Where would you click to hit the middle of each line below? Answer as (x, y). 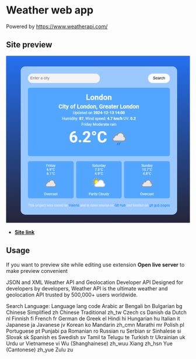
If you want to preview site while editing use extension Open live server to (95, 265)
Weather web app (50, 10)
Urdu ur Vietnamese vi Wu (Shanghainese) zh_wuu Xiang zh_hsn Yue (90, 343)
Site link (24, 232)
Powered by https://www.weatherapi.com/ (57, 26)
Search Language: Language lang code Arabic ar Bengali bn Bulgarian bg (94, 306)
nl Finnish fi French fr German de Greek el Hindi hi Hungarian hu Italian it (93, 318)
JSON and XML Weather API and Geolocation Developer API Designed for (95, 282)
